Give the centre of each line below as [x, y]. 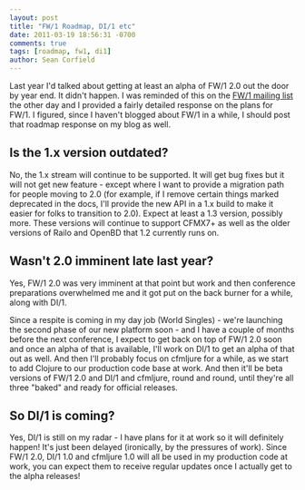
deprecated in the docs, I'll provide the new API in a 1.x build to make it [142, 203]
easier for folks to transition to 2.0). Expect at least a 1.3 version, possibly [146, 213]
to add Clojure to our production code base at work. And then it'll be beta [146, 367]
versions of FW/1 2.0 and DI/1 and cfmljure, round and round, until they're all [152, 377]
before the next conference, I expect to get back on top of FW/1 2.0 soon [146, 339]
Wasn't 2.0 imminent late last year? [112, 261]
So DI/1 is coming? [62, 416]
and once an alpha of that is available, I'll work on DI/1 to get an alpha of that [152, 348]
